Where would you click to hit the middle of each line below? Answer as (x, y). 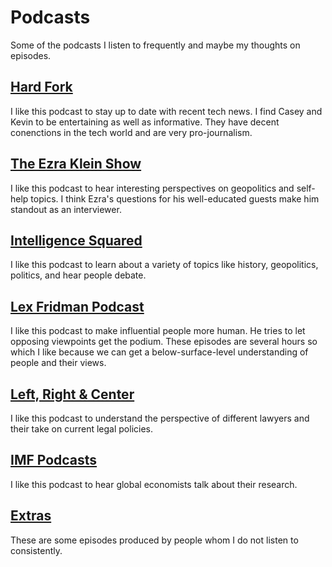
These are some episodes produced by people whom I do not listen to (154, 540)
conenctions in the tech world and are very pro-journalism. (131, 132)
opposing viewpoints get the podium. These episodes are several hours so (164, 342)
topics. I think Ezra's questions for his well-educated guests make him (175, 198)
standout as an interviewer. (66, 209)
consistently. (36, 550)
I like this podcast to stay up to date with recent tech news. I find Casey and (166, 111)
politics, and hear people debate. (78, 275)
